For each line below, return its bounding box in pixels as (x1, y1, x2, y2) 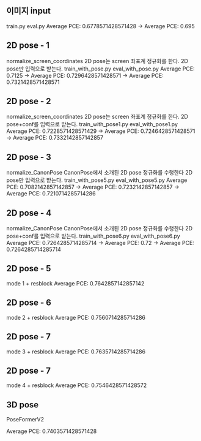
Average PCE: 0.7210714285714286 (6, 190, 96, 197)
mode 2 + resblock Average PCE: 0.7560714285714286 (6, 314, 145, 321)
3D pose (6, 399, 39, 410)
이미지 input (6, 6, 51, 17)
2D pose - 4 (6, 208, 52, 218)
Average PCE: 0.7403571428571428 (6, 428, 97, 435)
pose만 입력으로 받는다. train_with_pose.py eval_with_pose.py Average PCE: (6, 65, 195, 72)
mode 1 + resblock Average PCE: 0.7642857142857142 (6, 279, 145, 287)
